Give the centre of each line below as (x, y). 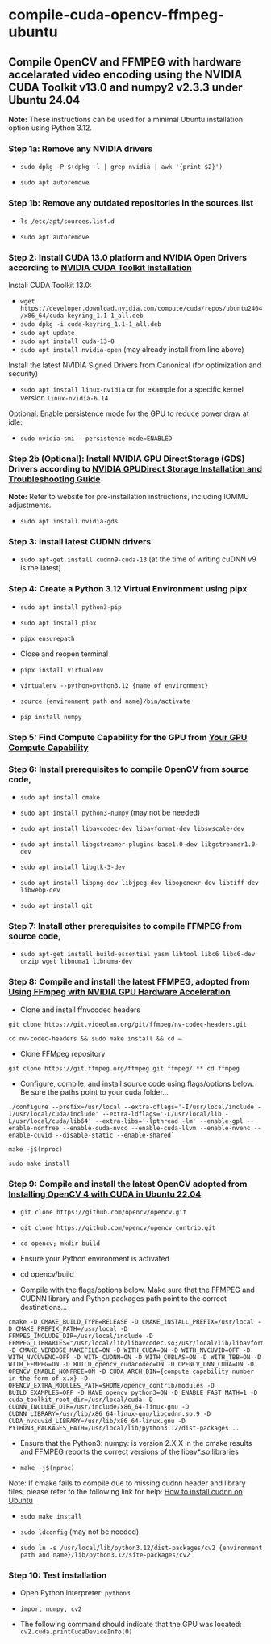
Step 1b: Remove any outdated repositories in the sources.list (131, 203)
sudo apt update (47, 333)
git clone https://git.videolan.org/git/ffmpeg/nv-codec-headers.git (128, 1024)
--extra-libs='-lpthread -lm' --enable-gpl (169, 1121)
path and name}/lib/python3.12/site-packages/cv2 (105, 1555)
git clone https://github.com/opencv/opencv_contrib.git (118, 1227)
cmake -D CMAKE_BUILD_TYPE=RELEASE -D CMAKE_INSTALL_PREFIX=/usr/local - (135, 1322)
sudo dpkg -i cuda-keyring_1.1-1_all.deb (90, 324)
